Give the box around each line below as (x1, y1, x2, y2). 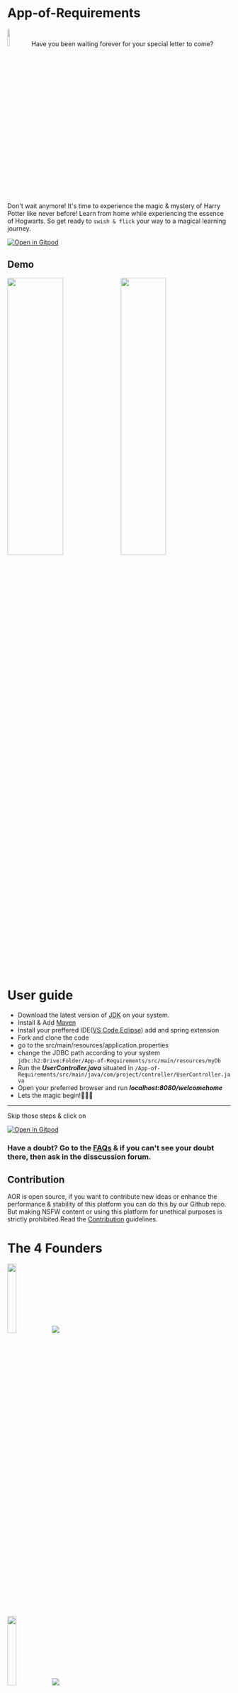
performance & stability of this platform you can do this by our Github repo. (7, 1200, 227, 1209)
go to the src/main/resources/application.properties (17, 1040, 169, 1049)
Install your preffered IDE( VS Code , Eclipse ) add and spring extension (17, 1025, 220, 1034)
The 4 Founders (7, 1240, 103, 1256)
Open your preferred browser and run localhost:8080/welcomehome (17, 1083, 223, 1092)
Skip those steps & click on (7, 1111, 86, 1120)
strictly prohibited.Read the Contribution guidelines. (7, 1215, 158, 1224)
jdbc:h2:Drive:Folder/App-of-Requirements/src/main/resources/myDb (17, 1057, 221, 1065)
